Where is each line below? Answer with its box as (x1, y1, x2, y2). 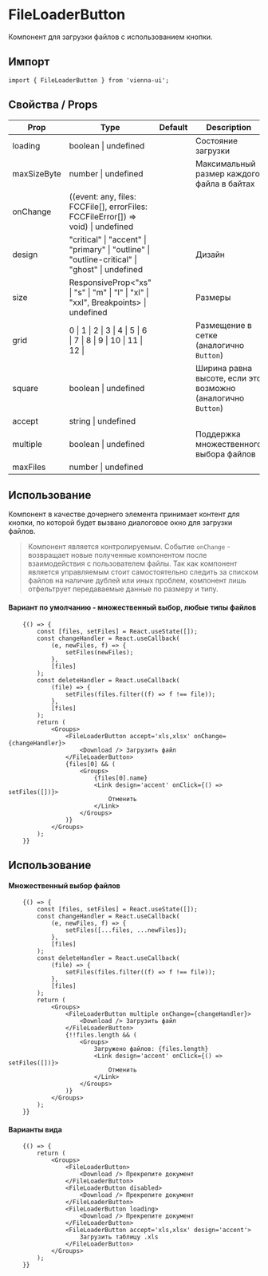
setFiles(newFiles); (65, 648, 134, 656)
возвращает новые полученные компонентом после (27, 551, 207, 560)
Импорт (8, 55, 50, 69)
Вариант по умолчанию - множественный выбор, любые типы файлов (8, 602, 257, 612)
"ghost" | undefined (69, 263, 144, 275)
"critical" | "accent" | (69, 234, 147, 245)
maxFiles (12, 461, 46, 472)
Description (206, 121, 252, 132)
